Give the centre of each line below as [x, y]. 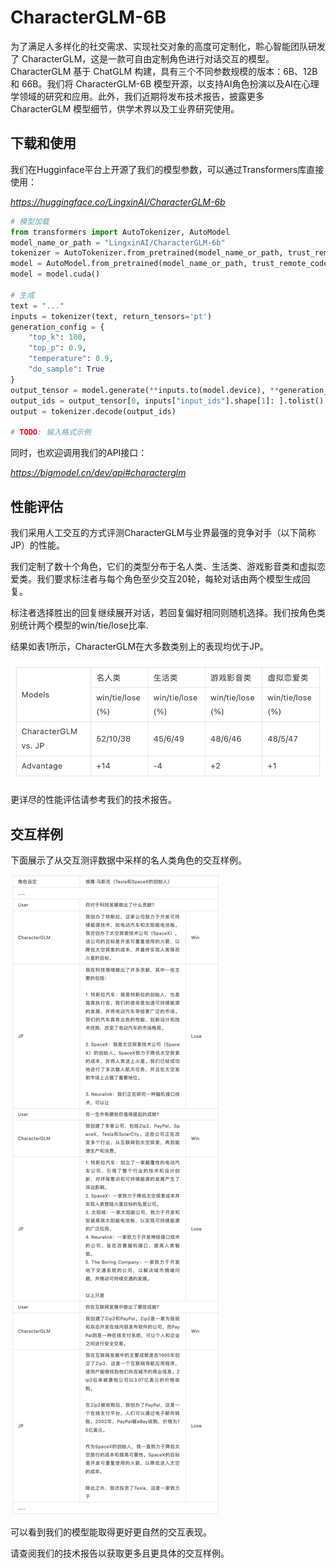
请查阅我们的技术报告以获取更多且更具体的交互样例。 [120, 1553]
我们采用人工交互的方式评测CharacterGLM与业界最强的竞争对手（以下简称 [163, 532]
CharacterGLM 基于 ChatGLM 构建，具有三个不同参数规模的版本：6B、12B [164, 71]
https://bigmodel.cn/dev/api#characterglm [98, 473]
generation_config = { [57, 327]
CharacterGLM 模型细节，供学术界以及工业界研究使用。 [125, 108]
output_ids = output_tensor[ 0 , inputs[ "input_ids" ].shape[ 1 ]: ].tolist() [167, 401]
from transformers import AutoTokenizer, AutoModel [120, 232]
